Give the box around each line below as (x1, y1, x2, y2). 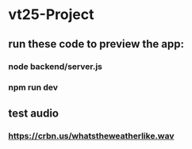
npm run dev (8, 82, 58, 93)
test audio (8, 106, 60, 120)
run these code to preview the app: (8, 37, 185, 51)
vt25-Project (8, 6, 94, 24)
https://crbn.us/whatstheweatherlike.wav (8, 130, 175, 141)
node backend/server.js (8, 61, 103, 72)
